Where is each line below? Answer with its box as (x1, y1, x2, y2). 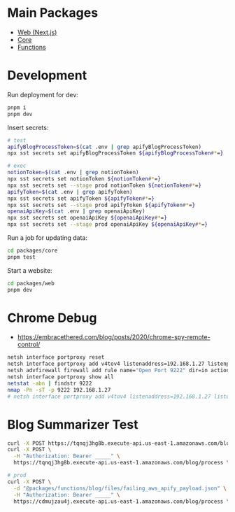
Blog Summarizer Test (7, 416, 138, 432)
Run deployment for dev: (7, 90, 79, 99)
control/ (17, 341, 41, 349)
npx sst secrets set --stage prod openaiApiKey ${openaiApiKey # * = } (7, 221, 208, 228)
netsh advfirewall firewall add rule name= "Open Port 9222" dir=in (7, 367, 208, 374)
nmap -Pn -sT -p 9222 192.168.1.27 (7, 386, 111, 393)
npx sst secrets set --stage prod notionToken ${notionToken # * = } (7, 182, 201, 189)
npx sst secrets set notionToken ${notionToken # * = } (7, 176, 161, 183)
